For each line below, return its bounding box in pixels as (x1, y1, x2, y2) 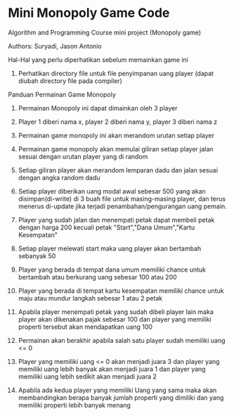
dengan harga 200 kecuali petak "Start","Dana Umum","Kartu (18, 223, 195, 232)
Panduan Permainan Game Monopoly (8, 90, 117, 99)
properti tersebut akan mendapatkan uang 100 (18, 322, 153, 331)
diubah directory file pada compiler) (18, 76, 122, 85)
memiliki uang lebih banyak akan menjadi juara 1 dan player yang (18, 365, 206, 373)
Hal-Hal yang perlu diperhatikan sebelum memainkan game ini (8, 55, 189, 64)
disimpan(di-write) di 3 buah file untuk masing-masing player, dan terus (18, 194, 226, 203)
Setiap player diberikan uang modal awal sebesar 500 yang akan (18, 187, 206, 195)
